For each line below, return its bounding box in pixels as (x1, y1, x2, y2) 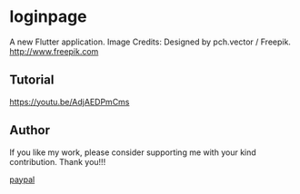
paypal (9, 174, 35, 185)
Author (9, 122, 50, 138)
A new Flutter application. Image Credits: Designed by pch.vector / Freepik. (9, 36, 291, 47)
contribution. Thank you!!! (9, 156, 106, 167)
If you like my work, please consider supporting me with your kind (9, 147, 256, 158)
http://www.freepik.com (9, 45, 99, 56)
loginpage (9, 6, 88, 27)
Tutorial (9, 73, 55, 88)
